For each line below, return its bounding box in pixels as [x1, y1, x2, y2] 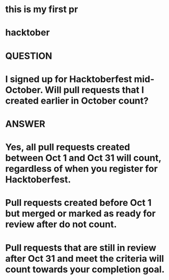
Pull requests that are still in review [5, 242, 157, 254]
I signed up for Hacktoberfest [5, 73, 132, 85]
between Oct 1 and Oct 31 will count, [5, 152, 161, 164]
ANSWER [5, 118, 46, 130]
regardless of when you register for [5, 163, 158, 175]
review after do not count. [5, 219, 117, 230]
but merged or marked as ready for [5, 208, 156, 220]
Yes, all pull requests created [5, 141, 130, 153]
